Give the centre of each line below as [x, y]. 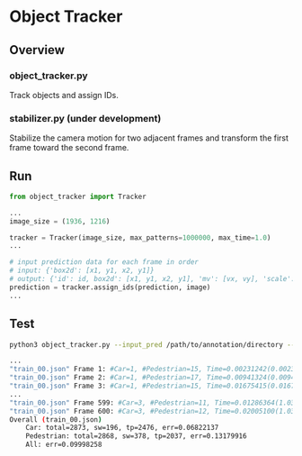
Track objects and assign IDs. [64, 95]
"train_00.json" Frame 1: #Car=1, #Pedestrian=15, [106, 369]
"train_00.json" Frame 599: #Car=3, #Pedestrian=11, [110, 403]
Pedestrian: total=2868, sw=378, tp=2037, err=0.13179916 [136, 436]
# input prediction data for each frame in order [104, 262]
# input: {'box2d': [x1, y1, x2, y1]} [82, 271]
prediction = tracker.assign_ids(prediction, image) [110, 287]
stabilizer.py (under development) [85, 118]
